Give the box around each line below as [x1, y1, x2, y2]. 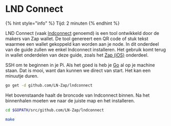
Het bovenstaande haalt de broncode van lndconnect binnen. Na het [5, 92, 150, 98]
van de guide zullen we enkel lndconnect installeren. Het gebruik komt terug [5, 46, 166, 52]
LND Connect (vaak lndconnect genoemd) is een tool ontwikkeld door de [5, 30, 160, 36]
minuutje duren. [5, 73, 39, 79]
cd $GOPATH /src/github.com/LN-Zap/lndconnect [5, 107, 104, 113]
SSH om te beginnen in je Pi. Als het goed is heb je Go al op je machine [5, 62, 155, 68]
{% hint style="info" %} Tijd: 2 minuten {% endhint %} [5, 20, 120, 26]
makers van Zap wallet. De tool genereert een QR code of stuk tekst [5, 35, 148, 42]
